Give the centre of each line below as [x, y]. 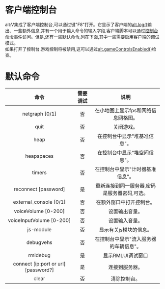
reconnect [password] [39, 189]
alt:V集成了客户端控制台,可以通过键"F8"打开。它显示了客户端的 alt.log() [76, 24]
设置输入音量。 [126, 220]
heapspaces [40, 156]
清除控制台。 [126, 279]
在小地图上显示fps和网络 [123, 110]
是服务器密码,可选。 [126, 193]
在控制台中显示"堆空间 [123, 152]
